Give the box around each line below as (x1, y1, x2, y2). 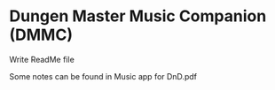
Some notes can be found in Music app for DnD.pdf (9, 71, 198, 81)
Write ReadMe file (9, 54, 75, 64)
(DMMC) (9, 25, 74, 45)
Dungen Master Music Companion (9, 6, 267, 26)
